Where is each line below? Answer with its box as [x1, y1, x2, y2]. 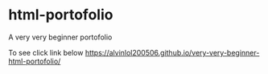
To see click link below [8, 47, 84, 57]
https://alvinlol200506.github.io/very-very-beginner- [85, 47, 260, 57]
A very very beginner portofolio [8, 32, 113, 42]
